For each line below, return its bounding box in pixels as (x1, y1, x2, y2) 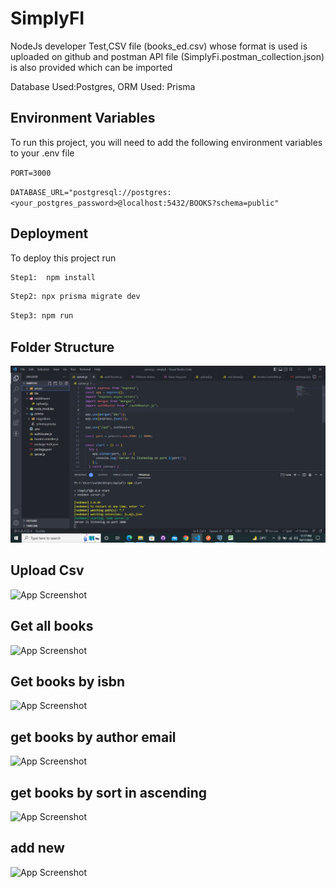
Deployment (10, 225, 89, 242)
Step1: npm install (10, 272, 97, 282)
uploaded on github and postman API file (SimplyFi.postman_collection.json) (10, 50, 325, 62)
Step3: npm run (10, 311, 74, 321)
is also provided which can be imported (10, 61, 173, 73)
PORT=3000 (10, 168, 52, 178)
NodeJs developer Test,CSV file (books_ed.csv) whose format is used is (10, 40, 308, 52)
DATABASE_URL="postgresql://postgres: (10, 187, 172, 197)
